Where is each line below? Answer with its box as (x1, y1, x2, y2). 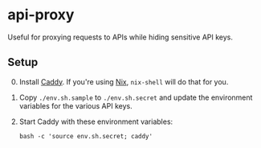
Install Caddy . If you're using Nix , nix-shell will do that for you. (18, 76, 229, 86)
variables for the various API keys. (18, 101, 133, 110)
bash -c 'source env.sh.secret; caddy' (18, 132, 153, 140)
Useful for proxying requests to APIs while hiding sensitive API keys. (7, 32, 234, 42)
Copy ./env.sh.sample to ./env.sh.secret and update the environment (18, 92, 253, 102)
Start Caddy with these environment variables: (18, 117, 173, 126)
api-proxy (7, 6, 75, 24)
